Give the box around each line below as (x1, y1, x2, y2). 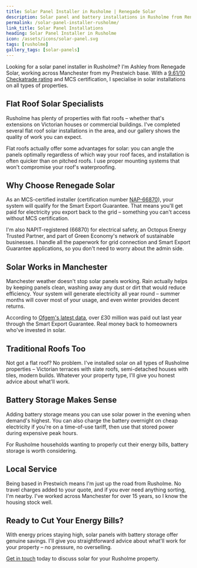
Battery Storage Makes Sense (6, 395, 117, 405)
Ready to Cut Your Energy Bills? (6, 516, 124, 526)
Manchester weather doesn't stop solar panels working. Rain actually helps (6, 278, 188, 285)
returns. (6, 303, 25, 310)
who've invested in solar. (6, 327, 66, 334)
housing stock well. (6, 499, 53, 506)
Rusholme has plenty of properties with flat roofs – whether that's (6, 114, 165, 121)
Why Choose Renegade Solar (6, 180, 116, 190)
